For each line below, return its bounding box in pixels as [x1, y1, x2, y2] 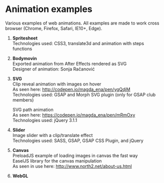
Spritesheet [12, 35, 38, 41]
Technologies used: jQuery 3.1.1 [12, 117, 77, 123]
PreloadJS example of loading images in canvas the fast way [12, 152, 138, 158]
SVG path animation [12, 106, 54, 112]
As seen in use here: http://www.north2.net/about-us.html [12, 163, 132, 169]
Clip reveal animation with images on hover [12, 81, 101, 87]
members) [12, 96, 34, 103]
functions [12, 45, 32, 51]
